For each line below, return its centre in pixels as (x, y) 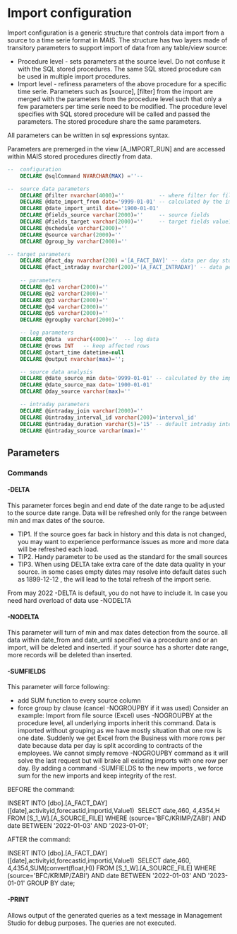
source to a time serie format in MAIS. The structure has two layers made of (117, 40)
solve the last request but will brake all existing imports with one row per (122, 761)
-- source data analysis (56, 372)
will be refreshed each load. (58, 549)
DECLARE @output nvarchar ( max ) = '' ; (72, 359)
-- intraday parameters (55, 405)
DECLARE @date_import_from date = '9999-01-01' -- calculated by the (121, 202)
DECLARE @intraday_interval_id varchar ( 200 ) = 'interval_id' (109, 417)
